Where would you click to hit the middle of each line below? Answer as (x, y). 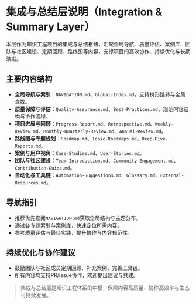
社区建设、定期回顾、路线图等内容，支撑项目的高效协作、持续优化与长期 (103, 51)
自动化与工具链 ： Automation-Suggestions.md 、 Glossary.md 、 (87, 175)
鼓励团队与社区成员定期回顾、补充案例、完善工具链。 (79, 268)
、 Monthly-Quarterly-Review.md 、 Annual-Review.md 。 (102, 131)
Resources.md (30, 183)
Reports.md (28, 146)
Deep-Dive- (155, 139)
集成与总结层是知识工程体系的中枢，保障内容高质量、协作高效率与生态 (105, 288)
